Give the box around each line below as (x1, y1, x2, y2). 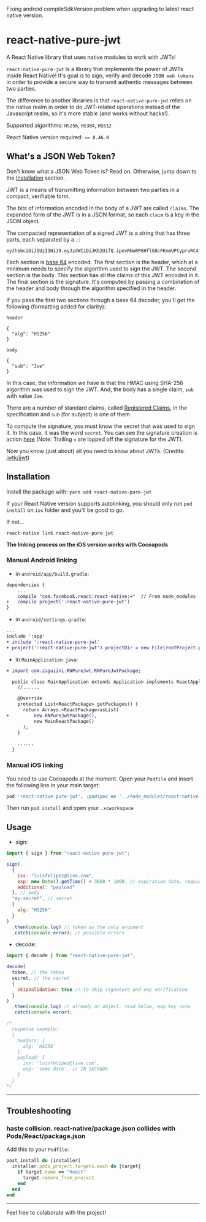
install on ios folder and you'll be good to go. (6, 506, 124, 514)
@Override (17, 695, 43, 701)
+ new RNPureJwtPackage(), (6, 712, 97, 719)
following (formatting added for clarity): (6, 303, 106, 310)
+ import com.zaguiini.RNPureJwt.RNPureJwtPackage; (6, 668, 141, 674)
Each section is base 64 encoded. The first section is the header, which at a (6, 258, 198, 265)
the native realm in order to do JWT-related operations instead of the (6, 103, 180, 110)
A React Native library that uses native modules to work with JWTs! (6, 53, 176, 61)
